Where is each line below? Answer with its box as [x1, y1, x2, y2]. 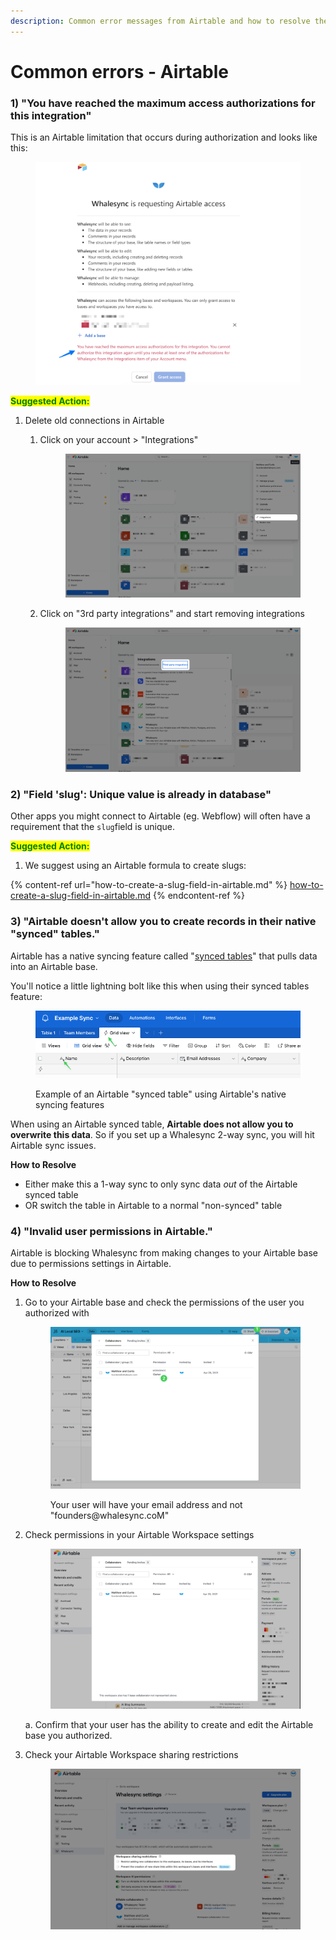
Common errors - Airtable [10, 60, 229, 83]
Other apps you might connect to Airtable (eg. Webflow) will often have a [10, 810, 311, 822]
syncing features [35, 1098, 105, 1110]
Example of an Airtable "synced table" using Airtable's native [35, 1088, 287, 1100]
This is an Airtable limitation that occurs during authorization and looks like [10, 131, 318, 144]
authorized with [24, 1307, 90, 1319]
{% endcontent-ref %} [153, 890, 246, 902]
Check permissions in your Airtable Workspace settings [24, 1528, 255, 1540]
